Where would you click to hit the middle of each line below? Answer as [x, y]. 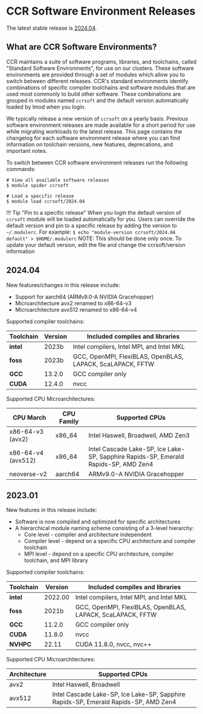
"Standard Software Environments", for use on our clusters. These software [100, 68]
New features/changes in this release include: [63, 285]
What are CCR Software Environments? [82, 47]
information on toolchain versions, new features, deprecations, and [90, 144]
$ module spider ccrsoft [37, 185]
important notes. [27, 150]
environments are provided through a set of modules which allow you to [96, 75]
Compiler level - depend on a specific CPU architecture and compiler [110, 541]
